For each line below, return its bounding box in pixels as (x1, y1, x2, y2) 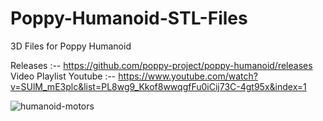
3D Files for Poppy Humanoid (10, 40, 132, 52)
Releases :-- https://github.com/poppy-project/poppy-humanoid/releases (10, 59, 313, 71)
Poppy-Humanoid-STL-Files (10, 7, 248, 30)
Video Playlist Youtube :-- (10, 70, 117, 82)
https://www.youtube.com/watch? (118, 70, 258, 82)
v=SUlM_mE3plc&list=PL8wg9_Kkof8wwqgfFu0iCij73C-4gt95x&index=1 (10, 80, 307, 92)
